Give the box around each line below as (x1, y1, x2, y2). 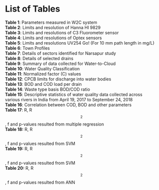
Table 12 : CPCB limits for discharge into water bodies (5, 76, 111, 82)
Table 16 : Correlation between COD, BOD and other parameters (5, 102, 132, 108)
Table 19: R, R (5, 145, 33, 151)
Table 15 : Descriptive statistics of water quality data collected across (5, 91, 143, 97)
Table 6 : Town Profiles (5, 45, 50, 51)
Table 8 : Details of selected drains (5, 55, 74, 61)
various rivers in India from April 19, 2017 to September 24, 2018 (5, 96, 133, 102)
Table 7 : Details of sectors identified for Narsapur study (5, 50, 116, 56)
